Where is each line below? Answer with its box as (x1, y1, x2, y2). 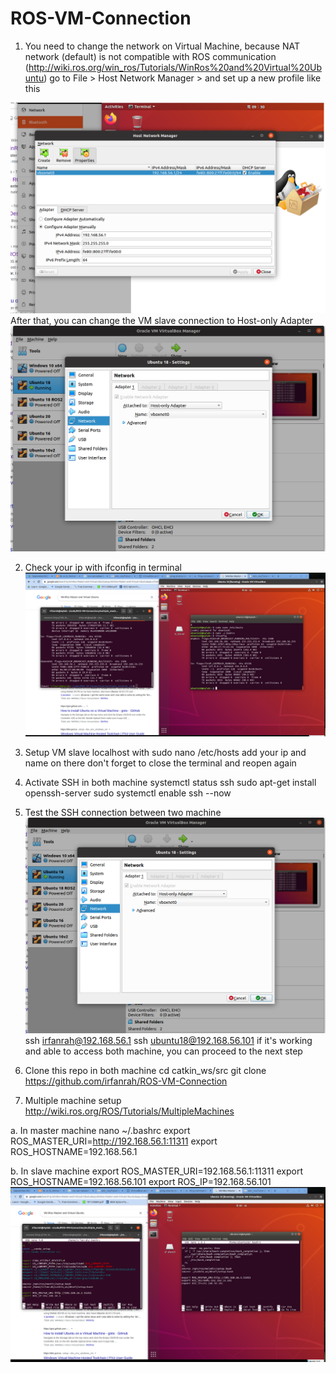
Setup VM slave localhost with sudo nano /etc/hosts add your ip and (24, 747, 307, 759)
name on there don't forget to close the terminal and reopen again (24, 757, 297, 769)
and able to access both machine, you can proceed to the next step (24, 1045, 303, 1057)
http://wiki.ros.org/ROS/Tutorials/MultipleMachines (24, 1105, 235, 1117)
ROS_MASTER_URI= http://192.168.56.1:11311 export (10, 1135, 218, 1147)
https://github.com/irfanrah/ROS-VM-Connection (24, 1075, 228, 1087)
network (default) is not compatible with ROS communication (24, 50, 277, 62)
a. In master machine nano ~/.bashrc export (10, 1124, 191, 1136)
